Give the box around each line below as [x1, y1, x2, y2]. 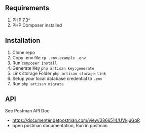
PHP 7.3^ [12, 17, 31, 23]
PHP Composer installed [12, 22, 62, 28]
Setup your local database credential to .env [12, 76, 103, 81]
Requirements [5, 4, 49, 12]
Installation [5, 36, 40, 45]
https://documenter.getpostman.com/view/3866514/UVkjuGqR [12, 117, 140, 123]
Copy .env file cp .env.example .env [12, 54, 86, 60]
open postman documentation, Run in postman [12, 123, 108, 129]
